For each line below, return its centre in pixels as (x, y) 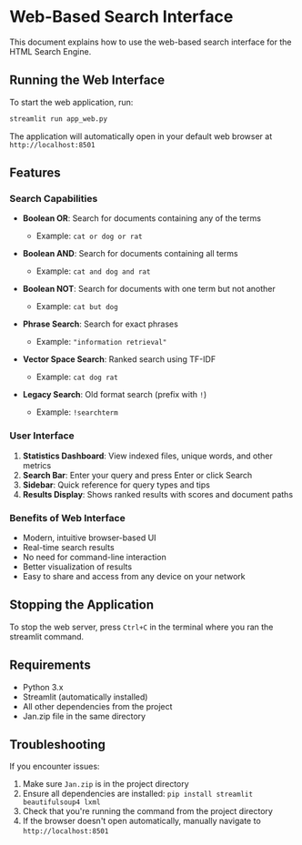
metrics (37, 465)
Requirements (50, 665)
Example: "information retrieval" (101, 342)
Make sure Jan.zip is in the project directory (106, 784)
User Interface (42, 436)
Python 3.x (43, 687)
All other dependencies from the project (97, 706)
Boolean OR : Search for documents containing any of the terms (142, 218)
